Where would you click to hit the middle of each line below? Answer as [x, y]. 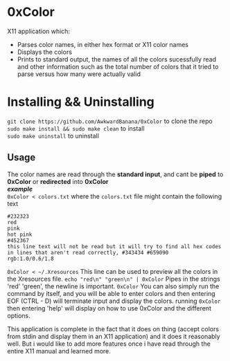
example [20, 189]
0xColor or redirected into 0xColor [58, 181]
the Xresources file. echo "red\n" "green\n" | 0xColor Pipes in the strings [114, 279]
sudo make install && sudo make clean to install [76, 128]
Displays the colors [45, 52]
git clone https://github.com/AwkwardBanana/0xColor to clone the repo [110, 121]
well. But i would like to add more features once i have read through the [109, 344]
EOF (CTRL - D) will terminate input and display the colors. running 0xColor [114, 301]
